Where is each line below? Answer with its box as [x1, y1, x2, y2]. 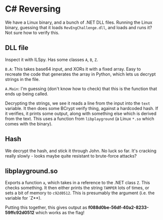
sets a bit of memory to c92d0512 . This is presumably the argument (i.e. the [5, 190, 155, 196]
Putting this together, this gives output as [5, 204, 88, 210]
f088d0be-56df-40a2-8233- [88, 204, 149, 210]
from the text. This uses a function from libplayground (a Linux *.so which [5, 115, 154, 122]
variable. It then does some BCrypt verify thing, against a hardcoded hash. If [5, 105, 158, 111]
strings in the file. [5, 76, 40, 82]
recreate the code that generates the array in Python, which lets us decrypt [5, 71, 156, 77]
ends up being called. [5, 91, 49, 96]
